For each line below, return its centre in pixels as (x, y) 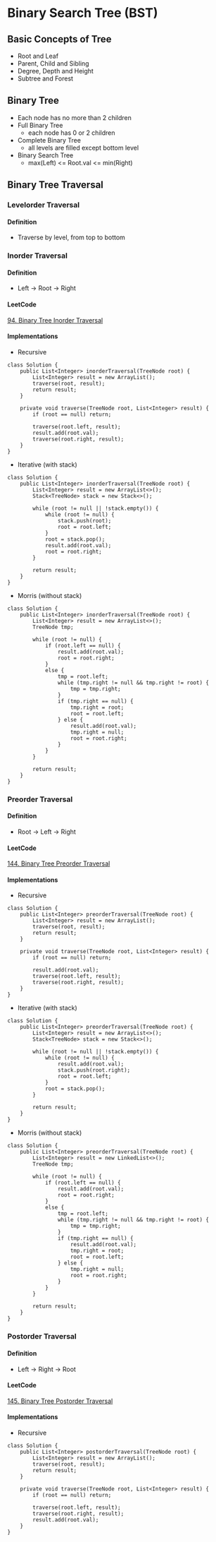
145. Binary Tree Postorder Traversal (60, 1401)
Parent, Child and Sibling (53, 64)
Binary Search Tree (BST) (83, 13)
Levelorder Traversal (43, 205)
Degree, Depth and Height (55, 71)
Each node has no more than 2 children (74, 117)
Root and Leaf (38, 56)
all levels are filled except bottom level (83, 148)
